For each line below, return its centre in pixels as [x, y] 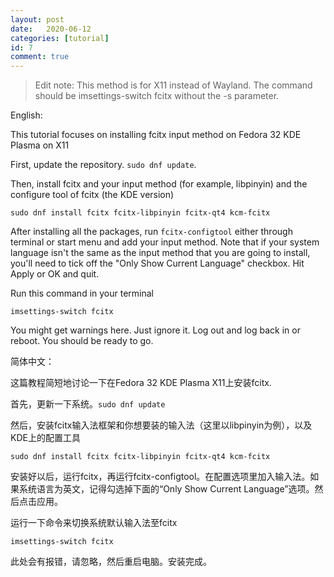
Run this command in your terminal [82, 293]
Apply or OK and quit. [55, 274]
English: [26, 115]
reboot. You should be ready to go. [82, 341]
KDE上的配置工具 [45, 438]
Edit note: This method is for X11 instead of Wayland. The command [173, 85]
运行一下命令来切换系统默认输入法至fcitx [94, 523]
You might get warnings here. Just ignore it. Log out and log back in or [155, 330]
